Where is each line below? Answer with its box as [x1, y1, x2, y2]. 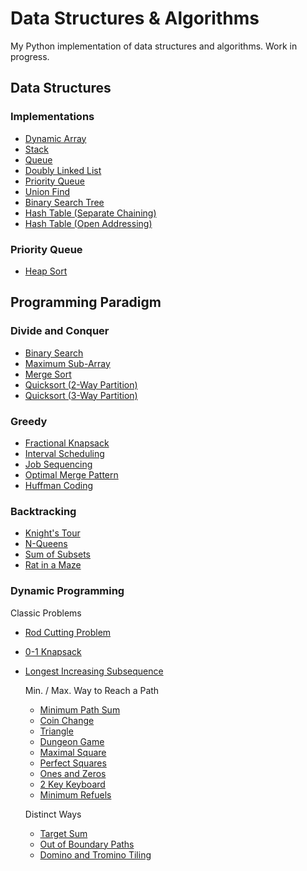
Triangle [39, 725, 74, 737]
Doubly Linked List [24, 164, 102, 176]
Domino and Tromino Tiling [39, 848, 152, 861]
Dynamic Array [24, 132, 87, 144]
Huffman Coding [24, 479, 94, 491]
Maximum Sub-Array [24, 357, 111, 369]
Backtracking [10, 504, 77, 518]
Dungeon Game [39, 735, 105, 747]
